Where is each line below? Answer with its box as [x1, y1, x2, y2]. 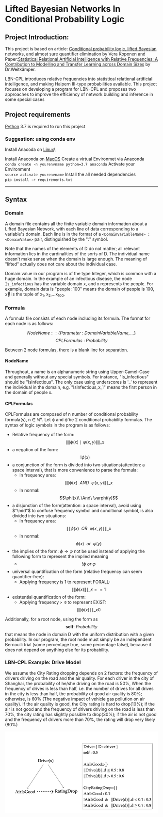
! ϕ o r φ [81, 561, 96, 567]
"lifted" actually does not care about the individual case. [5, 261, 117, 267]
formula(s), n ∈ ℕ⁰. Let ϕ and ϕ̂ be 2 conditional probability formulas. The [5, 417, 152, 423]
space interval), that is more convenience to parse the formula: [12, 467, 138, 473]
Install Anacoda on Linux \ [5, 147, 56, 152]
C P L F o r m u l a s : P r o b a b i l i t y [55, 337, 108, 343]
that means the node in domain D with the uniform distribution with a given [5, 632, 154, 637]
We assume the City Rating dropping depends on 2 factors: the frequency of [5, 670, 158, 676]
